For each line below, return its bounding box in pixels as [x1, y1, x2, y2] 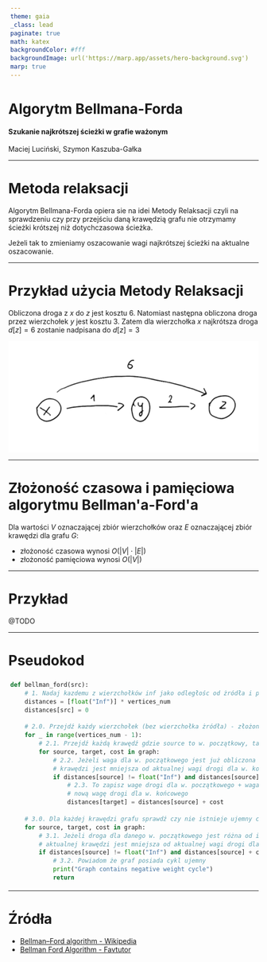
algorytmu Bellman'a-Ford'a [8, 496, 199, 514]
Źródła [8, 910, 52, 928]
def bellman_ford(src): [10, 681, 89, 689]
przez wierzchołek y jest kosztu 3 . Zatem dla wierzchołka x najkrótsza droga [8, 316, 258, 327]
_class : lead [10, 21, 53, 29]
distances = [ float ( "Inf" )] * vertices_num [24, 697, 171, 705]
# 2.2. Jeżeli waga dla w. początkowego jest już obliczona [52, 756, 256, 764]
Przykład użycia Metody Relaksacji [8, 282, 244, 300]
